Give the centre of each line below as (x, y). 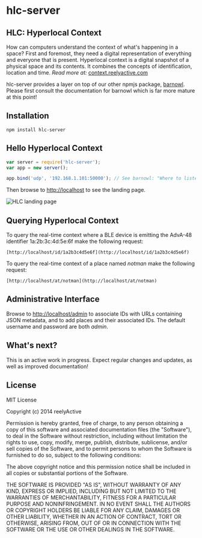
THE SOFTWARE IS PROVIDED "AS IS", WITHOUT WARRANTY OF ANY (94, 485)
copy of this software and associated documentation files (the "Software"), (99, 429)
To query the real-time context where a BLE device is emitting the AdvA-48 (99, 235)
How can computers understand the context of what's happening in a (92, 47)
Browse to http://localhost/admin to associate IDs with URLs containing (94, 314)
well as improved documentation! (47, 366)
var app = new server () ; (37, 168)
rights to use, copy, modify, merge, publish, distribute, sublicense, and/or (97, 442)
